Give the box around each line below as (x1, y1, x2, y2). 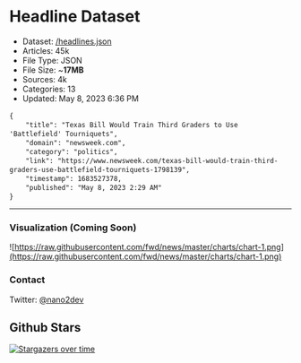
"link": (25, 156, 54, 165)
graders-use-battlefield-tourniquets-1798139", (9, 165, 191, 174)
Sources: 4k (21, 73, 67, 84)
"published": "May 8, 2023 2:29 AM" (25, 183, 163, 192)
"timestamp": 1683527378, (25, 174, 123, 183)
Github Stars (9, 320, 82, 335)
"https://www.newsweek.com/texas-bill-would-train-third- (56, 156, 279, 165)
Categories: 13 (21, 83, 76, 94)
